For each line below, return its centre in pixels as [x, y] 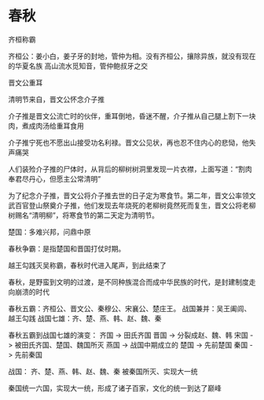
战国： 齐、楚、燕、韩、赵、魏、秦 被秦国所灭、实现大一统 [103, 371]
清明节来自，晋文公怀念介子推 [56, 99]
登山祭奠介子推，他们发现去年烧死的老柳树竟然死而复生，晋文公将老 [139, 205]
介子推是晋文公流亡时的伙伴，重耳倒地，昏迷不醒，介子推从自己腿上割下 [125, 116]
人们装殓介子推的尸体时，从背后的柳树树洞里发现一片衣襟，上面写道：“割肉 [130, 169]
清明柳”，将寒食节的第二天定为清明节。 [95, 215]
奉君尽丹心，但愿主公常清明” [55, 178]
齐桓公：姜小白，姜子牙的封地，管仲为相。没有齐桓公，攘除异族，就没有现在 [132, 56]
